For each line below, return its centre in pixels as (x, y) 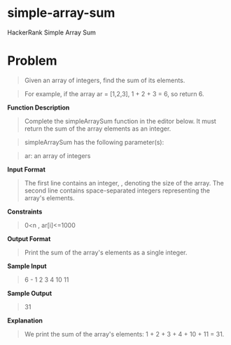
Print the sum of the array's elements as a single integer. (106, 252)
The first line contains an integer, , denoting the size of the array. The (124, 183)
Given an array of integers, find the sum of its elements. (105, 80)
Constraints (25, 211)
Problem (32, 61)
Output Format (29, 239)
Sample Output (30, 293)
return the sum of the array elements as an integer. (98, 129)
